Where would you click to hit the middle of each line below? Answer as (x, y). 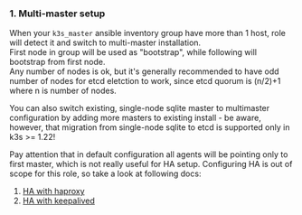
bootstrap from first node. (57, 62)
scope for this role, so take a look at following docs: (105, 173)
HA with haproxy (53, 192)
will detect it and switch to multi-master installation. (105, 42)
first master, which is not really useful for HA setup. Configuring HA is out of (151, 164)
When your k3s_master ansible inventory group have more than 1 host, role (148, 33)
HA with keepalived (58, 201)
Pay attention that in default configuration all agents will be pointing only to (149, 154)
